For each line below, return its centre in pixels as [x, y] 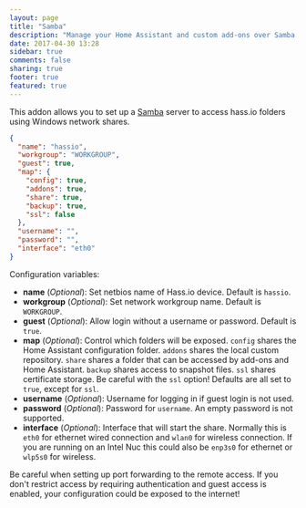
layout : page [34, 18]
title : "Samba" [38, 26]
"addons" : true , [57, 189]
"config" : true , [57, 181]
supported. [43, 418]
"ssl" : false [51, 214]
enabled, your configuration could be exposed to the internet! [125, 493]
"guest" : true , [46, 164]
